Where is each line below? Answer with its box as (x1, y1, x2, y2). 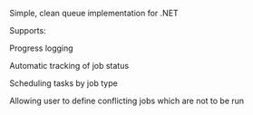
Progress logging (9, 43, 74, 53)
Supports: (9, 25, 47, 35)
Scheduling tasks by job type (9, 78, 118, 89)
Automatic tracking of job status (9, 61, 130, 71)
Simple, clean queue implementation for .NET (9, 8, 179, 18)
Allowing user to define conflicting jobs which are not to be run (9, 95, 245, 106)
